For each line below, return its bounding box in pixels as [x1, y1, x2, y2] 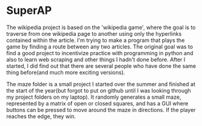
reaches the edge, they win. [6, 113, 76, 120]
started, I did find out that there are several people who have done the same [6, 62, 197, 70]
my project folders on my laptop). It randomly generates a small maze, [6, 93, 181, 101]
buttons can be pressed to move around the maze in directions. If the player [6, 106, 196, 113]
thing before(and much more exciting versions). [6, 68, 126, 76]
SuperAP [6, 4, 52, 18]
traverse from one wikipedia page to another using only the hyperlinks [6, 30, 182, 37]
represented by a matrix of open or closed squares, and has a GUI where [6, 99, 189, 107]
